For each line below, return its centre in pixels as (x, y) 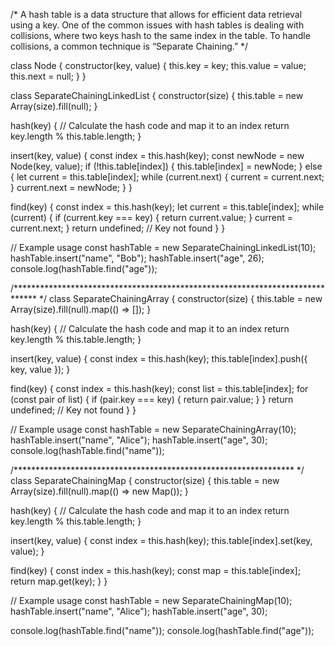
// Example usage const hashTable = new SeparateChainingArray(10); (153, 429)
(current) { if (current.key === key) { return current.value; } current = (152, 217)
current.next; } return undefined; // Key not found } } (118, 228)
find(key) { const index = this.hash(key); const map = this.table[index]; (155, 570)
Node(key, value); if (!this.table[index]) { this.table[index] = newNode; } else (166, 166)
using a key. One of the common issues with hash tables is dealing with (157, 25)
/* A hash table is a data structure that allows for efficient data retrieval (156, 14)
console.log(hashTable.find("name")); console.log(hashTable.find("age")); (162, 630)
